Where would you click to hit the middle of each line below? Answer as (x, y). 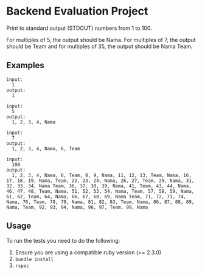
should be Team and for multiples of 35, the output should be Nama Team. (99, 46)
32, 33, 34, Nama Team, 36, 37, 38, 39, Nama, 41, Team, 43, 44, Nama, (99, 186)
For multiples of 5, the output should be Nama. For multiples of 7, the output (101, 40)
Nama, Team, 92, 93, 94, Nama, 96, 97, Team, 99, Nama (77, 207)
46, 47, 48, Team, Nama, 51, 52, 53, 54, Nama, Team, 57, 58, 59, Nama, (100, 191)
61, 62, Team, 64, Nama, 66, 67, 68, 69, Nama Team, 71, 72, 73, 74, (96, 197)
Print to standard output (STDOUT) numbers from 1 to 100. (79, 28)
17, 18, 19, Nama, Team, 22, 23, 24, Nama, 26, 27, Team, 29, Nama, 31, (100, 181)
